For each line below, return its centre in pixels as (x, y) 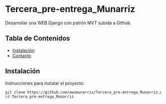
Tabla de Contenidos (38, 38)
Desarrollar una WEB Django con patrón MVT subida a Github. (68, 23)
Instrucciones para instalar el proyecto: (45, 83)
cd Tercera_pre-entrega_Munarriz (40, 97)
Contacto (22, 55)
